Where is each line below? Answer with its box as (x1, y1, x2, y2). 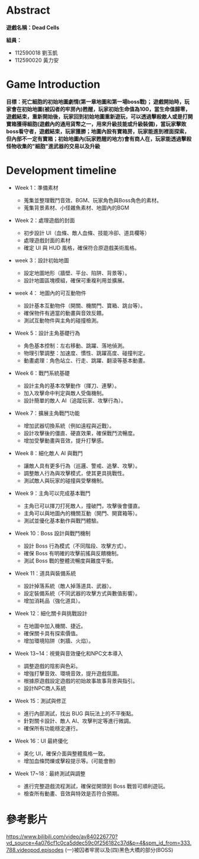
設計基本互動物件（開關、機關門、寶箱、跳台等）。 (23, 302, 146, 309)
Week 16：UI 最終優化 (14, 737, 69, 745)
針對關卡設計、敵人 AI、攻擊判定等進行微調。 (23, 717, 134, 724)
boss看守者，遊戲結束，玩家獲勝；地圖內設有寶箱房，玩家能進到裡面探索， (6, 128, 190, 135)
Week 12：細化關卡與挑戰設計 (14, 609, 88, 617)
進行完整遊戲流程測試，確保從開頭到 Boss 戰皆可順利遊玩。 (23, 782, 169, 790)
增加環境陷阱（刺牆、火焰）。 (23, 637, 94, 644)
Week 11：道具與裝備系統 (14, 570, 76, 577)
